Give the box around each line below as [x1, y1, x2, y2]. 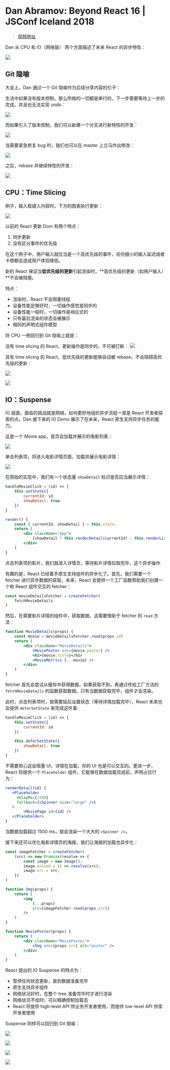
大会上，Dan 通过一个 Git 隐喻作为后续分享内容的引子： [5, 84, 121, 90]
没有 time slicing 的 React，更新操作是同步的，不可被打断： [5, 343, 129, 349]
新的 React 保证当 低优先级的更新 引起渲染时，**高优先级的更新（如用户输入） [5, 268, 164, 274]
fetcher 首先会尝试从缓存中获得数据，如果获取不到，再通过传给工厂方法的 [5, 682, 159, 688]
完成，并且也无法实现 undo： [5, 102, 66, 108]
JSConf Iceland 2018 [5, 16, 95, 27]
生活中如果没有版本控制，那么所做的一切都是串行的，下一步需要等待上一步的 [5, 95, 165, 101]
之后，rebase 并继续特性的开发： [5, 163, 74, 169]
